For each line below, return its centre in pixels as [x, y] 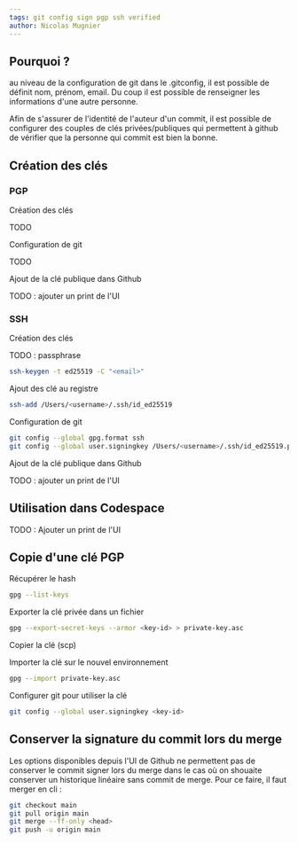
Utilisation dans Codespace [87, 508]
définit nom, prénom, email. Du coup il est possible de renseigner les [134, 92]
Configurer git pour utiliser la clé [68, 696]
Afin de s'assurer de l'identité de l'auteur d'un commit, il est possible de [141, 119]
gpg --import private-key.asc [65, 679]
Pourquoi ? [40, 62]
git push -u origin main [55, 830]
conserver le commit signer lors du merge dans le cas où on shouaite [136, 770]
